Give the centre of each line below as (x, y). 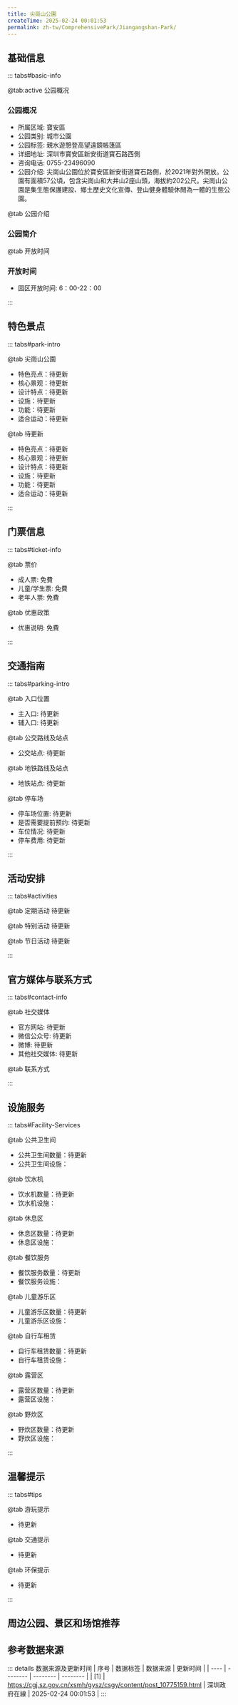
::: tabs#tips (25, 1494)
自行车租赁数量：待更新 (52, 1351)
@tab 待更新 (26, 434)
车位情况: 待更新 (41, 831)
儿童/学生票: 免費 (42, 588)
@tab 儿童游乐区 (32, 1296)
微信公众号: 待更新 (45, 1036)
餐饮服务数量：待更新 (49, 1272)
